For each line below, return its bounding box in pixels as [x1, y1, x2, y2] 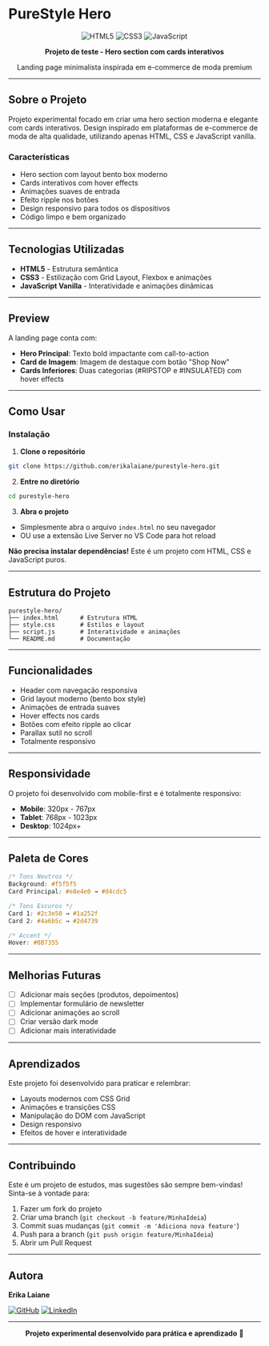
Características [8, 151, 70, 163]
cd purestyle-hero [8, 492, 70, 500]
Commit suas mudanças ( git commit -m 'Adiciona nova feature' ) [19, 1221, 240, 1231]
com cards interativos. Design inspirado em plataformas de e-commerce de [8, 123, 259, 132]
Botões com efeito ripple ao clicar [19, 719, 132, 729]
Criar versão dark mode [19, 1017, 98, 1027]
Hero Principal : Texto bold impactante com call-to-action [19, 348, 210, 358]
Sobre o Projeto [8, 93, 87, 106]
